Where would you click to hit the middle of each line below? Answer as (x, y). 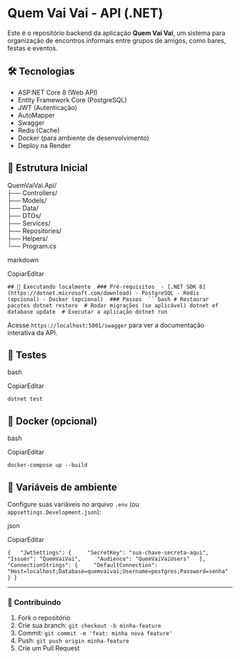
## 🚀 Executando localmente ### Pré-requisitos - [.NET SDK (102, 287)
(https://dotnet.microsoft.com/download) (70, 293)
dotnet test (25, 399)
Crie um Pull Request (49, 648)
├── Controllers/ (32, 193)
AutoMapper (36, 115)
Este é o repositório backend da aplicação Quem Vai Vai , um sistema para (116, 33)
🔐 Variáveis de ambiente (62, 487)
